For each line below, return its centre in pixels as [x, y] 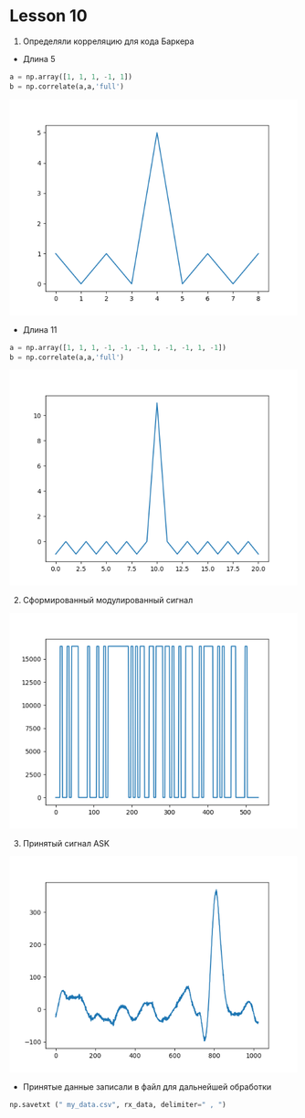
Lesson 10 [49, 16]
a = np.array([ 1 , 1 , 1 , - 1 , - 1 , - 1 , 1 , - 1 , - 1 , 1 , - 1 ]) [118, 347]
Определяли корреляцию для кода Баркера [108, 41]
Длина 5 [39, 59]
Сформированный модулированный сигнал [108, 601]
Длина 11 [40, 329]
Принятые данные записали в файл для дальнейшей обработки [147, 1087]
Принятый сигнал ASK [66, 844]
